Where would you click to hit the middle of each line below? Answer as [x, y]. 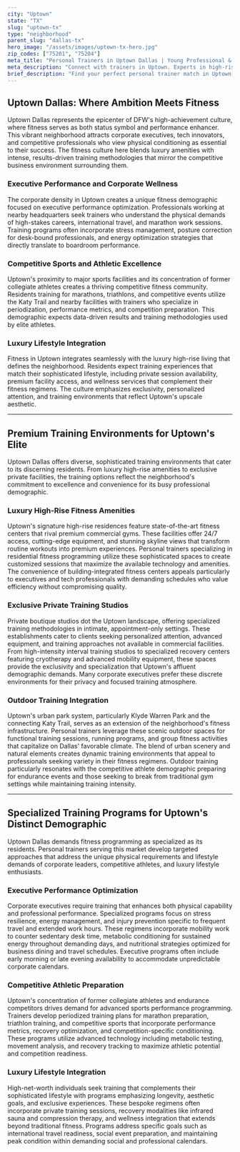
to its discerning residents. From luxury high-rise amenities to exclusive [112, 469]
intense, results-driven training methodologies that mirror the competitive [115, 158]
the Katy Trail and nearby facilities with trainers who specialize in [103, 301]
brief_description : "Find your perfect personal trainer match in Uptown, [121, 74]
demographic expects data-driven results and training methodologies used [117, 317]
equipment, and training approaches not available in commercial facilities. [116, 643]
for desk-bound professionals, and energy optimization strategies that [110, 237]
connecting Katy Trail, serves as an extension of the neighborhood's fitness [119, 723]
